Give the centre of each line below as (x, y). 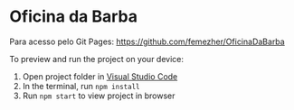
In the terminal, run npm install (81, 86)
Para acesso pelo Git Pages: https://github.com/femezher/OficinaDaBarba (147, 41)
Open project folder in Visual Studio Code (100, 76)
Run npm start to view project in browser (99, 96)
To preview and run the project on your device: (96, 59)
